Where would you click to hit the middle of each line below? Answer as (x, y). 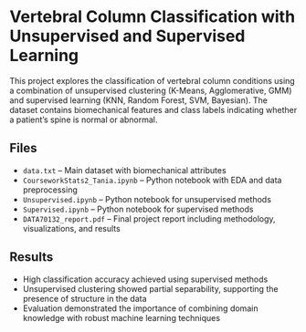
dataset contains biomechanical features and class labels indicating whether (153, 109)
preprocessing (50, 190)
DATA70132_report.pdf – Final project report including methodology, (149, 218)
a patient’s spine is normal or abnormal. (84, 119)
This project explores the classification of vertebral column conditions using (152, 80)
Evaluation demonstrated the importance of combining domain (140, 308)
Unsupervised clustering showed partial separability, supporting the (150, 288)
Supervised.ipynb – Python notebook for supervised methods (138, 209)
